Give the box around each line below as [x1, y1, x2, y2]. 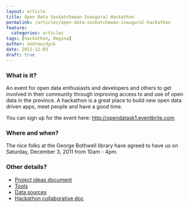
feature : [6, 24, 27, 31]
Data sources [14, 188, 47, 195]
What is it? [6, 71, 37, 79]
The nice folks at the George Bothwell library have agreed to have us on [6, 142, 178, 149]
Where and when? [6, 129, 59, 137]
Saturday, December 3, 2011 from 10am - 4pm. [6, 148, 118, 155]
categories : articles [11, 30, 64, 36]
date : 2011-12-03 [6, 47, 48, 52]
